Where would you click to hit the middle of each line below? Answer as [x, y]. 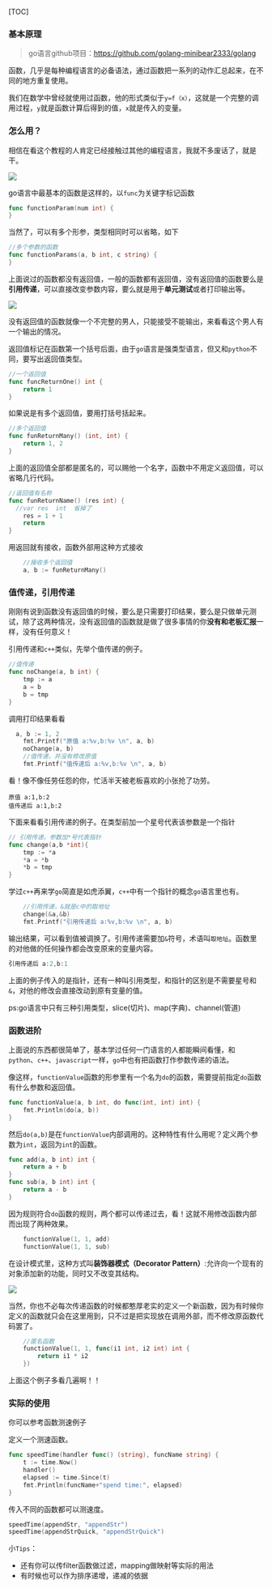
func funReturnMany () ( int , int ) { [68, 436]
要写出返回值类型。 [54, 359]
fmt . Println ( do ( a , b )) [61, 1110]
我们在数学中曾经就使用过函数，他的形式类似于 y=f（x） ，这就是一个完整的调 [134, 98]
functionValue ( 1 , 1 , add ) [67, 1239]
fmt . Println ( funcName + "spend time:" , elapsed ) [103, 1485]
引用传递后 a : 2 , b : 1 [38, 964]
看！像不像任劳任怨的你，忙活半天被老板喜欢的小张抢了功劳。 [111, 780]
